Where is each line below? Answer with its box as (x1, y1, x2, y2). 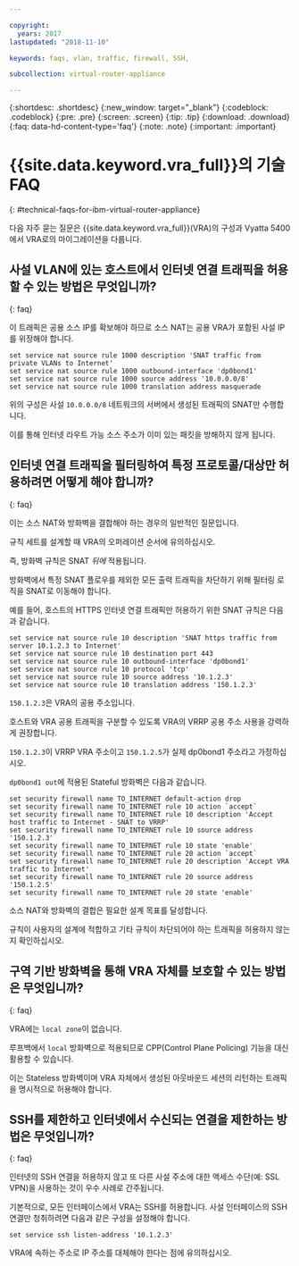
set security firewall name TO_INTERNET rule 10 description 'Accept (9, 809, 274, 818)
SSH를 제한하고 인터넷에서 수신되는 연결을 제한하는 (9, 1111, 274, 1127)
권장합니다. (18, 727, 58, 738)
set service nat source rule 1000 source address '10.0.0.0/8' (9, 374, 250, 383)
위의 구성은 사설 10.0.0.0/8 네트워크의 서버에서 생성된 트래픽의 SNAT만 (9, 398, 261, 409)
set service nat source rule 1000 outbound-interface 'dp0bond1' (9, 366, 257, 375)
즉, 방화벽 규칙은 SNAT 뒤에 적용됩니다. (9, 555, 147, 566)
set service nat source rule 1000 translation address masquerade (9, 381, 262, 391)
